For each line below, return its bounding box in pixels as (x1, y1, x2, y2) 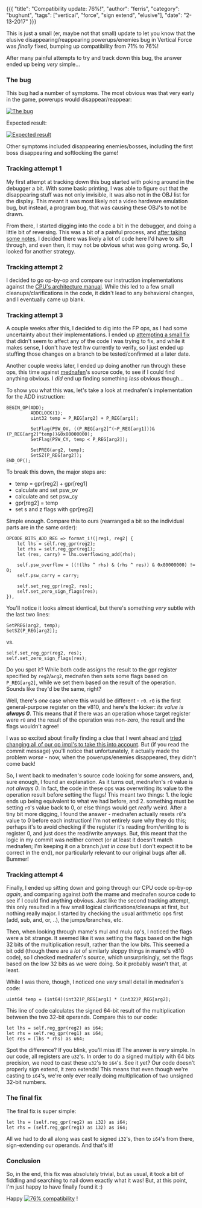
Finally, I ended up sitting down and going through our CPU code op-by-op (6, 884, 192, 892)
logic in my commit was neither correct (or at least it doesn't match (6, 836, 173, 843)
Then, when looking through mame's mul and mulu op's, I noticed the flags (6, 928, 192, 935)
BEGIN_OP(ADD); (6, 405, 45, 411)
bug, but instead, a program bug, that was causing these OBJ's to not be (6, 204, 187, 211)
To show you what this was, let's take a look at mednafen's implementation (6, 387, 193, 394)
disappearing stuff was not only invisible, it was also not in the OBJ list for (6, 191, 190, 198)
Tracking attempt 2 (6, 263, 63, 271)
